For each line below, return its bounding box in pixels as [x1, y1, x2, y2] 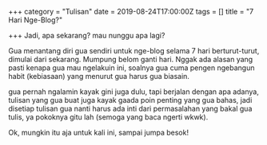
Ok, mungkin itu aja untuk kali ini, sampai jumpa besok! [8, 127, 189, 137]
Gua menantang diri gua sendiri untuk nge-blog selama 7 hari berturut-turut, [8, 46, 260, 55]
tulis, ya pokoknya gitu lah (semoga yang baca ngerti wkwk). [8, 112, 209, 122]
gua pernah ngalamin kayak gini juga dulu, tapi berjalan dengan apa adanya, [8, 87, 260, 96]
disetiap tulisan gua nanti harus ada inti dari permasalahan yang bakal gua [8, 104, 253, 113]
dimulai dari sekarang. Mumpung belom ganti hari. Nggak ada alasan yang [8, 55, 253, 64]
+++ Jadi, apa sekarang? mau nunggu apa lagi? [8, 31, 165, 40]
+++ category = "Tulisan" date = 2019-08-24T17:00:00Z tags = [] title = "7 [8, 7, 254, 16]
